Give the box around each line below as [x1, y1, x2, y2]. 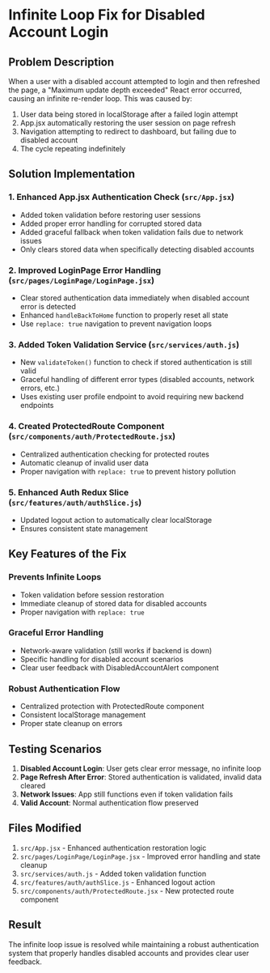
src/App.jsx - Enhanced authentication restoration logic [19, 843, 207, 852]
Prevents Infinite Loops [8, 571, 102, 583]
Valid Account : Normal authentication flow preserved [19, 797, 200, 807]
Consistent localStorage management [19, 710, 146, 720]
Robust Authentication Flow [8, 682, 120, 694]
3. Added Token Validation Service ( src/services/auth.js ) [8, 338, 240, 350]
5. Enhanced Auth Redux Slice [8, 486, 129, 498]
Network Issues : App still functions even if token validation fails [19, 789, 234, 799]
